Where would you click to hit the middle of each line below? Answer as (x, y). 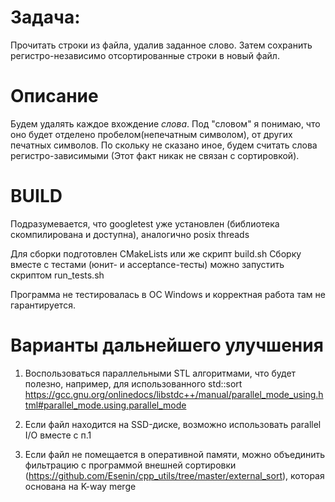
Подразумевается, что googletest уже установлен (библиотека (145, 223)
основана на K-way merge (80, 486)
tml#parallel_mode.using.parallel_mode (105, 405)
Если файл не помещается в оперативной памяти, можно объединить (175, 454)
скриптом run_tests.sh (57, 275)
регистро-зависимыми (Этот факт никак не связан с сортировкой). (155, 155)
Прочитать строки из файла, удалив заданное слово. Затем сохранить (161, 45)
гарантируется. (43, 305)
